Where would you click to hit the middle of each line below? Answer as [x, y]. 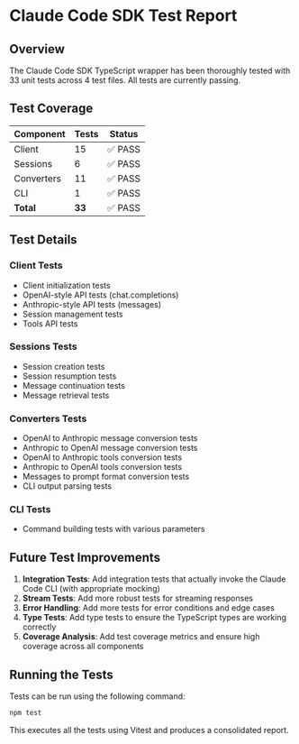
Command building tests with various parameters [113, 529]
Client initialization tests [66, 285]
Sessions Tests [44, 346]
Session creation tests [63, 366]
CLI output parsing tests [67, 486]
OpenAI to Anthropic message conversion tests [110, 438]
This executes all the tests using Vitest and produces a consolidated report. [149, 730]
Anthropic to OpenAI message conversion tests [110, 448]
